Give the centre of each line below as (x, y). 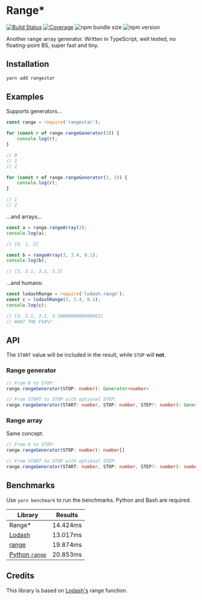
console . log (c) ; (26, 305)
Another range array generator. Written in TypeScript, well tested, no (91, 39)
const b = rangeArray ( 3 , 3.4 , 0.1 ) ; (52, 255)
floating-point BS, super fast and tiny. (53, 45)
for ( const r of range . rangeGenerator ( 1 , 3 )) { (67, 177)
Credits (20, 576)
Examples (25, 97)
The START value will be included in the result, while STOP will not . (86, 355)
